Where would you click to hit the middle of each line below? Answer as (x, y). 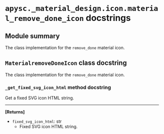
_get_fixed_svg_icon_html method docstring (58, 87)
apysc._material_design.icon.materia (82, 9)
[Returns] (15, 112)
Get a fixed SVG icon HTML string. (40, 98)
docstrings (108, 18)
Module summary (32, 36)
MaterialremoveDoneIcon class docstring (66, 63)
